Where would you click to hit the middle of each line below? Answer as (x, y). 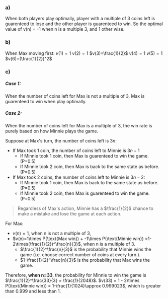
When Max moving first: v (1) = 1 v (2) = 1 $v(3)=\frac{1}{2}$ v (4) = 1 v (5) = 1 (84, 53)
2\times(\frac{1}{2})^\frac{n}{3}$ (47, 244)
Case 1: (13, 84)
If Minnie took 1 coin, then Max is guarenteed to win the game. (85, 156)
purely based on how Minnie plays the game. (52, 131)
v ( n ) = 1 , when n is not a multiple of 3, (52, 234)
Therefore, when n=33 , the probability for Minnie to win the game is (76, 275)
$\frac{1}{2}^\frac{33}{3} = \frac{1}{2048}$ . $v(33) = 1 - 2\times (72, 280)
